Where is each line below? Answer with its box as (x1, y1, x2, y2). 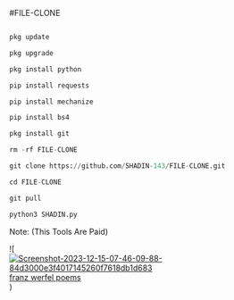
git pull (9, 194, 42, 203)
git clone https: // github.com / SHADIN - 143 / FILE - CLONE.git (9, 162, 226, 171)
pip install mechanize (9, 97, 94, 106)
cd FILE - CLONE (9, 178, 63, 187)
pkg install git (9, 129, 70, 138)
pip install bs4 (9, 113, 70, 122)
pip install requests (9, 80, 90, 90)
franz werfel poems (9, 271, 82, 282)
